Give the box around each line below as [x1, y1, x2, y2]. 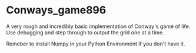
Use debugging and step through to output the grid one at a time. [6, 29, 164, 36]
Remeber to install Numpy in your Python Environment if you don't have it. [6, 40, 185, 47]
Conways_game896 [6, 3, 107, 17]
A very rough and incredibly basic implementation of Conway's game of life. [6, 23, 191, 30]
